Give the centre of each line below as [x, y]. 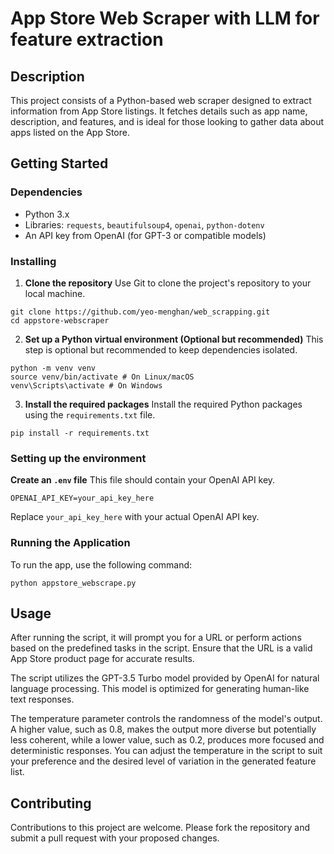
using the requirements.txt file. [90, 414]
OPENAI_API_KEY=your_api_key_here [82, 498]
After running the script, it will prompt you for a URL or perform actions [156, 638]
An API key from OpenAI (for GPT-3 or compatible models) [145, 235]
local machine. [55, 293]
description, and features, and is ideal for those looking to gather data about [167, 121]
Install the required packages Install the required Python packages [163, 404]
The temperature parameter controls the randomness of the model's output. [166, 719]
